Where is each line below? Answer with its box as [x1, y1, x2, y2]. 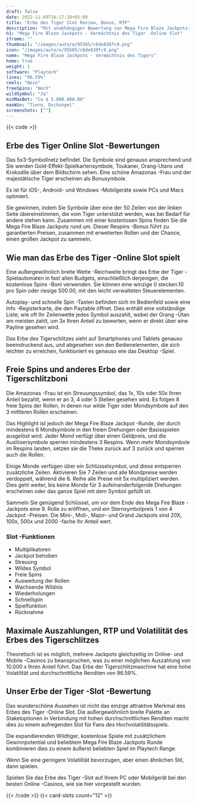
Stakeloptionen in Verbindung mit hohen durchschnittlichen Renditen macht [6, 714, 189, 721]
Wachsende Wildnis [14, 583, 63, 590]
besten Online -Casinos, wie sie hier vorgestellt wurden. [6, 780, 142, 787]
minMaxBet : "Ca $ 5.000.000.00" [6, 96, 85, 102]
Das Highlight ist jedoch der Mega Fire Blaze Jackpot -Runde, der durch [6, 419, 181, 426]
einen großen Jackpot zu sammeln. [6, 235, 92, 242]
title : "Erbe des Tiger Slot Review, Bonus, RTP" [6, 19, 131, 25]
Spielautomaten [6, 275, 44, 281]
